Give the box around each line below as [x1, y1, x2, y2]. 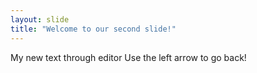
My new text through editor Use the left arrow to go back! [10, 51, 247, 63]
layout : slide [10, 14, 70, 25]
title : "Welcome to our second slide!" [10, 24, 177, 34]
